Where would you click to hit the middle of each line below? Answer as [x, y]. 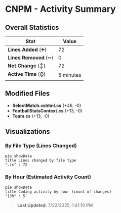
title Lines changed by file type [41, 160]
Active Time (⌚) [27, 74]
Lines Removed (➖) [30, 58]
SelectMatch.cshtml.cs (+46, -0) [47, 106]
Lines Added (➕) [27, 50]
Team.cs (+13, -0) [31, 116]
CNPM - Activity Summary [60, 9]
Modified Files [28, 93]
